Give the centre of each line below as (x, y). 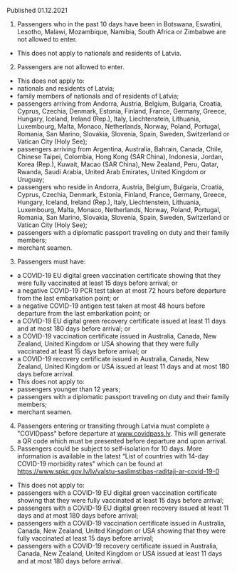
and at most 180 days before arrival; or (74, 328)
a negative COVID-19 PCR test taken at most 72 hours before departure (121, 291)
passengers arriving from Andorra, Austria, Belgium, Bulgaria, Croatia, (120, 104)
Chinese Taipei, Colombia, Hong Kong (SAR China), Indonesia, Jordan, (120, 157)
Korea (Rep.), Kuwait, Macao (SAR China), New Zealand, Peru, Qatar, (117, 164)
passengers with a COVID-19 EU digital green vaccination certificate (117, 493)
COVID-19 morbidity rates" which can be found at (90, 464)
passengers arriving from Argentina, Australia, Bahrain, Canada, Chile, (120, 149)
